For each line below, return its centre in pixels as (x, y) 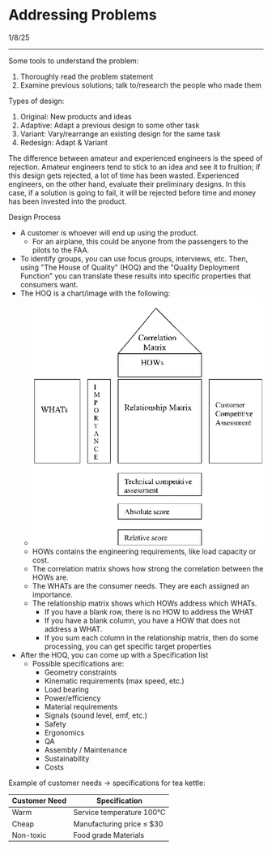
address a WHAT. (73, 629)
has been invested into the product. (68, 201)
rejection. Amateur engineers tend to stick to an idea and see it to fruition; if (134, 166)
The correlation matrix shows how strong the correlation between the (148, 568)
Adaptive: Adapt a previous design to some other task (110, 125)
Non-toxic (29, 835)
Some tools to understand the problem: (74, 60)
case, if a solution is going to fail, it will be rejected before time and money (132, 192)
